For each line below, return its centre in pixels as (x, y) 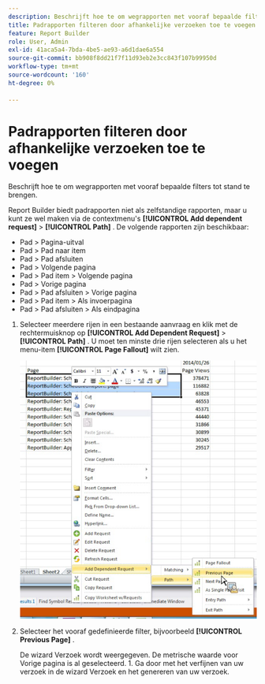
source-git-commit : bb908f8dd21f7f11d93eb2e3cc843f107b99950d (112, 58)
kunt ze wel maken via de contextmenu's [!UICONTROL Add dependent (125, 219)
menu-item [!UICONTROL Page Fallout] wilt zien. (99, 350)
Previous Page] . (47, 640)
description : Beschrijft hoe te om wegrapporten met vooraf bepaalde (125, 17)
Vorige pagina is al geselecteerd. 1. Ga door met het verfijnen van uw (132, 664)
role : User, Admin (38, 42)
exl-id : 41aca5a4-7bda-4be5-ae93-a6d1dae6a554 (86, 50)
